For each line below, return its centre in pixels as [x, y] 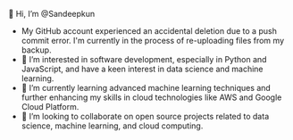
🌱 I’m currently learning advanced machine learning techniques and [146, 88]
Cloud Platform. [50, 107]
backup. [36, 50]
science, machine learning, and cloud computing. [112, 126]
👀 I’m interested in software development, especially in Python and [144, 59]
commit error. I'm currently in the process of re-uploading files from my [153, 41]
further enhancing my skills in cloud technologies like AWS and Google [151, 97]
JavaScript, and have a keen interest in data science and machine [142, 69]
